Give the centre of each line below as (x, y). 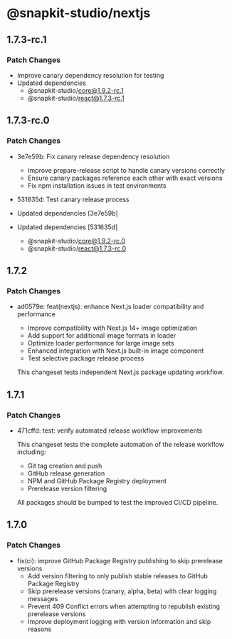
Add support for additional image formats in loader (102, 336)
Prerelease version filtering (67, 488)
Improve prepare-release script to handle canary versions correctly (126, 170)
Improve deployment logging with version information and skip (119, 621)
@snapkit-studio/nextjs (79, 13)
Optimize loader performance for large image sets (101, 343)
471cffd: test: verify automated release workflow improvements (110, 431)
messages (43, 598)
